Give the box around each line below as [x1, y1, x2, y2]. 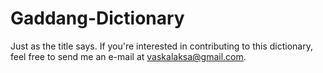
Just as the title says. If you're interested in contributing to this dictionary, [10, 40, 313, 52]
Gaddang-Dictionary [10, 7, 185, 30]
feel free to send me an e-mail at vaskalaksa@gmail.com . [10, 50, 247, 62]
